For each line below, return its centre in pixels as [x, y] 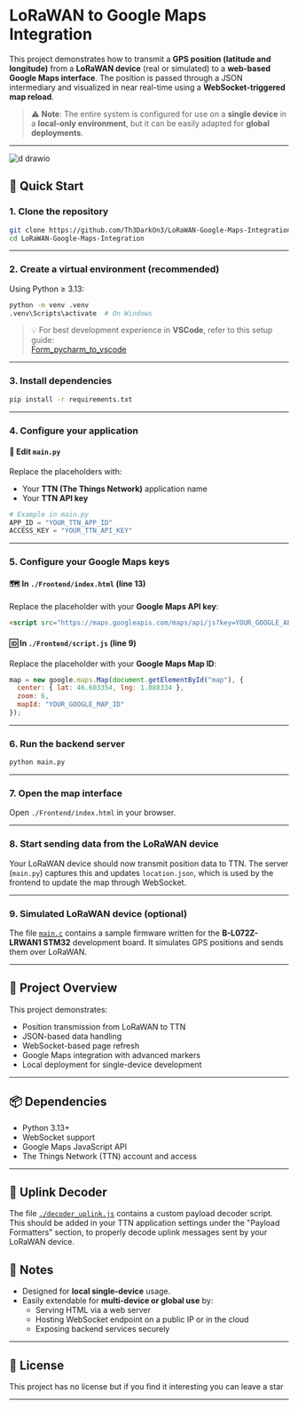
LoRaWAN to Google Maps [108, 16]
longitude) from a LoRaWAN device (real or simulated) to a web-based [140, 68]
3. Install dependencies [61, 381]
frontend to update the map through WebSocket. [98, 882]
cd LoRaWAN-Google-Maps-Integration [77, 238]
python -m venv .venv [49, 305]
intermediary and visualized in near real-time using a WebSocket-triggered [147, 87]
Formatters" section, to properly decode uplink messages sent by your [138, 1232]
